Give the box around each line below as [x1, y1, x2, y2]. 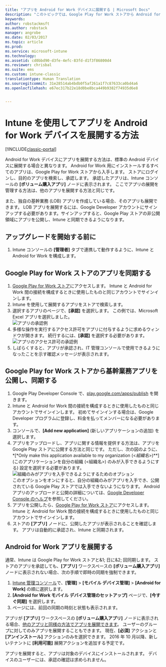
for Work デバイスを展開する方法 [5, 129, 139, 141]
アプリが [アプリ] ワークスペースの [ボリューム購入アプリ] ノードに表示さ [5, 615, 155, 621]
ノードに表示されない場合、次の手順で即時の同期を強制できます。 [5, 569, 139, 575]
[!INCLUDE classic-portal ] [5, 146, 57, 152]
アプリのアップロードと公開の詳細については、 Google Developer [12, 489, 144, 495]
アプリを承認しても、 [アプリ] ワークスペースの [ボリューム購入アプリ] [18, 563, 160, 569]
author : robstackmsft [5, 21, 50, 26]
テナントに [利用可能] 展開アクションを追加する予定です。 [9, 640, 127, 646]
